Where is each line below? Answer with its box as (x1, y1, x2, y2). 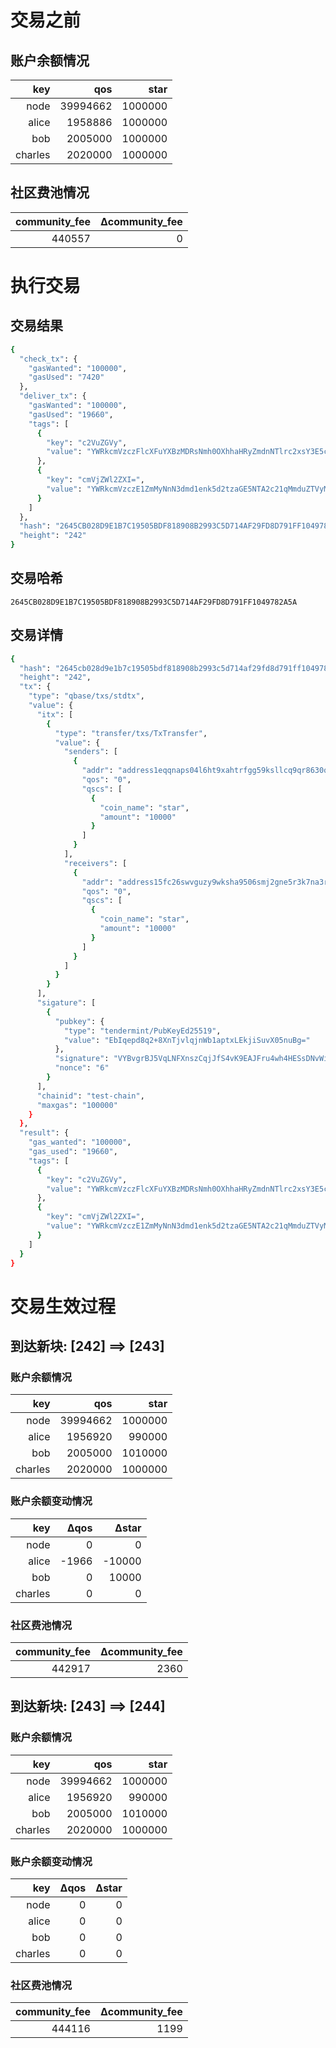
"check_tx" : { (19, 354, 78, 364)
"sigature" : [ (36, 998, 97, 1008)
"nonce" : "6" (54, 1063, 110, 1073)
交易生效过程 (10, 1295, 117, 1318)
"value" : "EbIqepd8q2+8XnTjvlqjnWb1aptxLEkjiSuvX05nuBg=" (63, 1035, 311, 1045)
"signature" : (54, 1054, 110, 1064)
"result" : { (19, 1128, 70, 1138)
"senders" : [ (63, 747, 118, 757)
